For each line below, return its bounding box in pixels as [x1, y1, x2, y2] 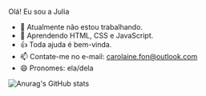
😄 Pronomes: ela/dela [19, 63, 94, 73]
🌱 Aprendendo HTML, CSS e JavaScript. [19, 31, 154, 40]
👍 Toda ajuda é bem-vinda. [19, 40, 112, 49]
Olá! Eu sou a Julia [8, 7, 70, 16]
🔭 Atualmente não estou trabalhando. [19, 22, 143, 31]
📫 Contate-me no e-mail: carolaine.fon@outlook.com [19, 52, 198, 61]
